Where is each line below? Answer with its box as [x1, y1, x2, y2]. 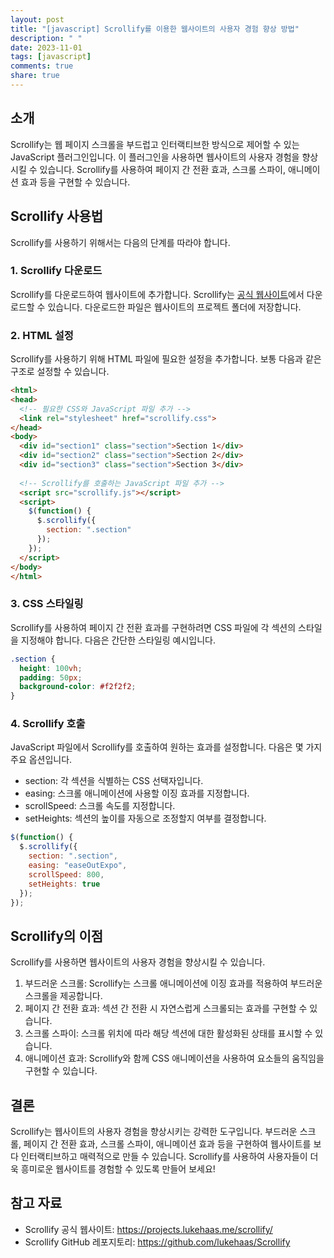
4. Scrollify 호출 [10, 717, 86, 731]
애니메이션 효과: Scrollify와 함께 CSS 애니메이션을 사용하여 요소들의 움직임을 [24, 1052, 325, 1065]
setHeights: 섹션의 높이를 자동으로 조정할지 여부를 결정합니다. [24, 812, 267, 825]
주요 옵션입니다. [10, 754, 73, 766]
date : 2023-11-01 [10, 42, 83, 53]
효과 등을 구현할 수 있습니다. [20, 176, 131, 188]
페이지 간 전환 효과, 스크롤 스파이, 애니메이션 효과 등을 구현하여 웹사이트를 [23, 1138, 312, 1150]
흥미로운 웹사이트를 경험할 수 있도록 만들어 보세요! [20, 1163, 216, 1175]
